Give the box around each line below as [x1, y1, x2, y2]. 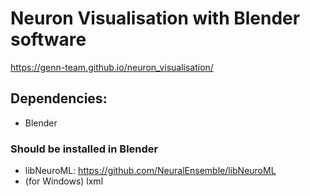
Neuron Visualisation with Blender [10, 7, 301, 30]
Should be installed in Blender [10, 142, 159, 156]
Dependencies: [10, 90, 108, 107]
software [10, 28, 87, 51]
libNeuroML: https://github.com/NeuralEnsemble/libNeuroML [24, 165, 277, 177]
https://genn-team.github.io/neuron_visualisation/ [10, 61, 214, 73]
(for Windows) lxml [24, 175, 104, 187]
